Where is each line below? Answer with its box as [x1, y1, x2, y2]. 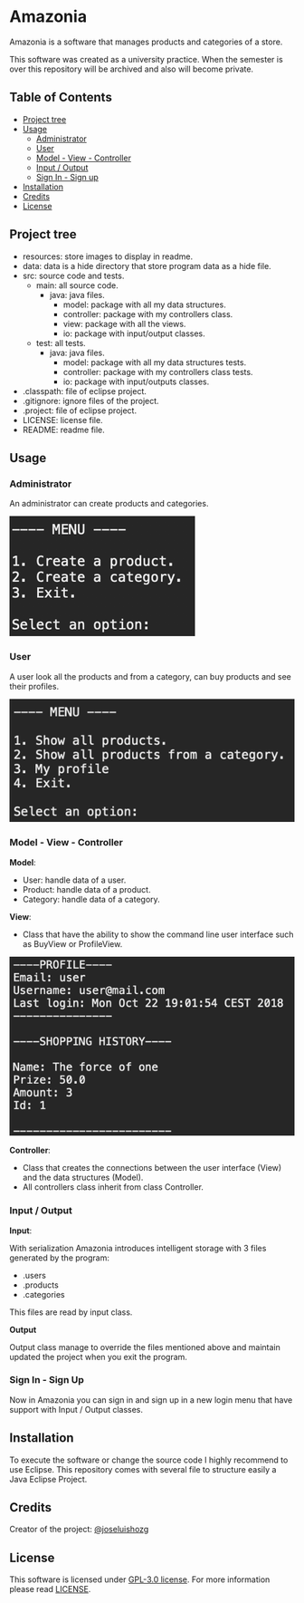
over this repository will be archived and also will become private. [9, 63, 254, 74]
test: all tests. [35, 337, 86, 348]
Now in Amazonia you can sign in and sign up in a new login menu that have [9, 1394, 293, 1405]
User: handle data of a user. [22, 874, 127, 885]
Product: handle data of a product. [22, 884, 151, 894]
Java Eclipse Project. [9, 1473, 88, 1484]
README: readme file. [22, 424, 106, 435]
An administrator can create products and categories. [9, 498, 209, 509]
